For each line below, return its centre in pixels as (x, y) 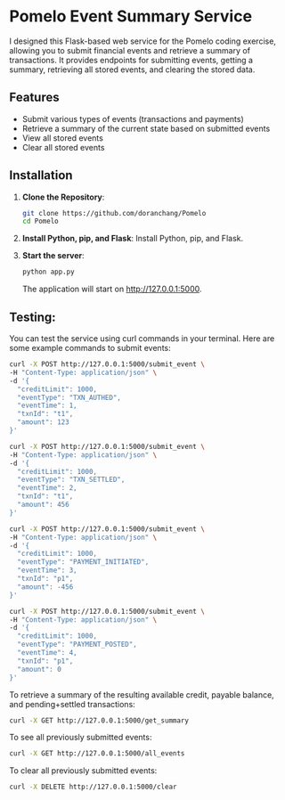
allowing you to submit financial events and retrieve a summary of (130, 50)
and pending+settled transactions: (72, 704)
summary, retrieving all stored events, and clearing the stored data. (132, 69)
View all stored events (63, 138)
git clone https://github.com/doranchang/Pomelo (114, 213)
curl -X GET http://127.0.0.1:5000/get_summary (99, 720)
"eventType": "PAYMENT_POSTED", (77, 645)
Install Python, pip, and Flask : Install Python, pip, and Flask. (132, 239)
